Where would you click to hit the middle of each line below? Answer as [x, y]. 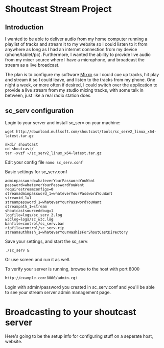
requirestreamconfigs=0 [29, 189]
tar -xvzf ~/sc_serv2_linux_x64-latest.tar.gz [53, 153]
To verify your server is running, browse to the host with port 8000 [72, 269]
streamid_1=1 [18, 198]
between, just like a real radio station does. [48, 95]
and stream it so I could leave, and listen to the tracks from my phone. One [80, 80]
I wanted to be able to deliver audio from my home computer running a [76, 39]
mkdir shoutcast [22, 144]
